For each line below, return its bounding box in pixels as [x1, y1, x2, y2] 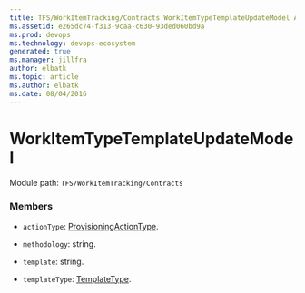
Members [9, 200, 53, 213]
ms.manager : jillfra [9, 55, 88, 64]
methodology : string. [22, 238, 97, 249]
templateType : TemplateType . [22, 273, 132, 284]
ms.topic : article [9, 73, 79, 82]
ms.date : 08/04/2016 [9, 89, 88, 98]
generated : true [9, 47, 71, 56]
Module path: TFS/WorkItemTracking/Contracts [9, 178, 183, 189]
